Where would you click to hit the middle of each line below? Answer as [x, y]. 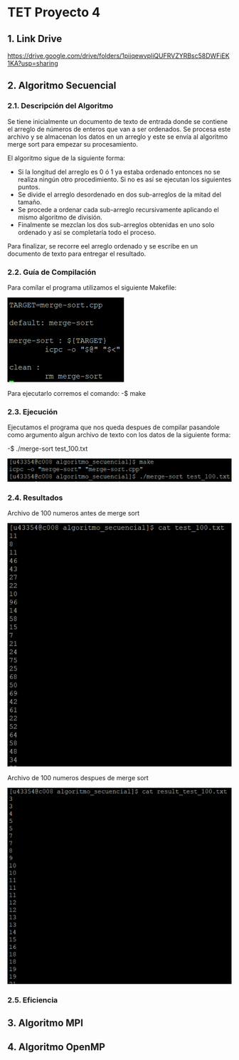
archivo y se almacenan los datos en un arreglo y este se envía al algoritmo [118, 137]
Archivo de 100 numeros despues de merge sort [78, 777]
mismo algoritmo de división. [60, 217]
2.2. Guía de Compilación [52, 272]
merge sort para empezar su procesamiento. [73, 144]
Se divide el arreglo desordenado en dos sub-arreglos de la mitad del [119, 194]
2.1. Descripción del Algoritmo [60, 106]
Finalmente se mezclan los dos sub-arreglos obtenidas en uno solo [116, 224]
